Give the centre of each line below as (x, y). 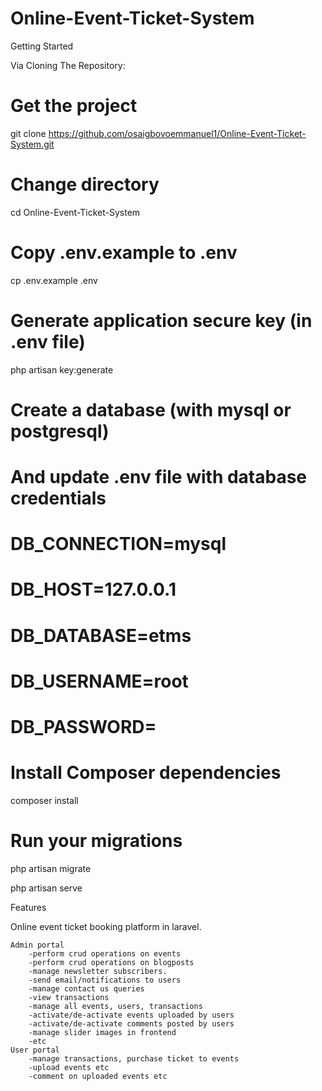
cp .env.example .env (54, 280)
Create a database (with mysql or (151, 409)
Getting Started (42, 46)
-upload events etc (69, 1067)
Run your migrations (96, 841)
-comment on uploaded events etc (98, 1076)
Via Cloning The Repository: (68, 65)
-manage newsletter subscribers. (98, 971)
